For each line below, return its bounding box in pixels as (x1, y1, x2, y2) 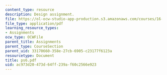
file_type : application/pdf (5, 21, 64, 26)
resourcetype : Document (5, 53, 55, 58)
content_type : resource (5, 7, 55, 12)
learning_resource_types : (5, 26, 59, 31)
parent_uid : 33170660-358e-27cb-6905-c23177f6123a (5, 48, 112, 53)
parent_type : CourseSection (5, 44, 64, 49)
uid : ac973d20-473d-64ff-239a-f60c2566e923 (5, 62, 97, 67)
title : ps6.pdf (5, 58, 37, 63)
